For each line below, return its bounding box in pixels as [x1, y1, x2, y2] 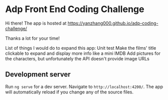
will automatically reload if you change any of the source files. [5, 89, 134, 95]
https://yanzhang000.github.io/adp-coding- [67, 20, 158, 26]
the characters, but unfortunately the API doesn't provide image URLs [5, 55, 150, 61]
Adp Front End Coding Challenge [5, 4, 144, 15]
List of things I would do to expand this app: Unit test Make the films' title [5, 45, 156, 51]
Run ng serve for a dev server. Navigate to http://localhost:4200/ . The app [5, 83, 163, 89]
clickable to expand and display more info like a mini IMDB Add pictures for [5, 50, 161, 56]
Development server [5, 70, 71, 79]
